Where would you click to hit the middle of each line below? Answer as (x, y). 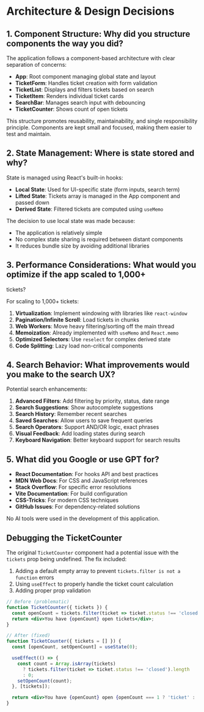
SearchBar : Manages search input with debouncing (80, 103)
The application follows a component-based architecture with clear (91, 58)
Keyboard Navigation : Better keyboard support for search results (98, 440)
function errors (35, 578)
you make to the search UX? (61, 375)
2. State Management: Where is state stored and (100, 153)
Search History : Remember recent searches (71, 414)
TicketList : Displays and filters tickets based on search (85, 89)
